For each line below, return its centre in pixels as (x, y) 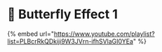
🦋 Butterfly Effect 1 (62, 14)
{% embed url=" (31, 34)
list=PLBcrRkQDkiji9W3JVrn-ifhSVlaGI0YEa (70, 41)
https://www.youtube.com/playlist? (104, 34)
